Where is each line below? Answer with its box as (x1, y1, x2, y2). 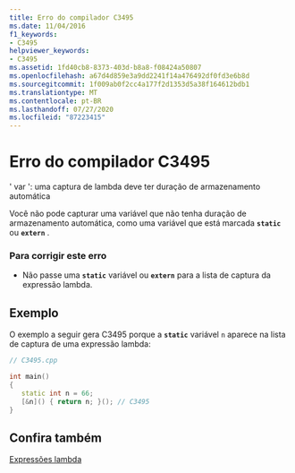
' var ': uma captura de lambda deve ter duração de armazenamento (9, 181, 261, 193)
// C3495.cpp (9, 356, 58, 365)
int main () (9, 373, 50, 382)
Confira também (9, 430, 103, 445)
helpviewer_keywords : (9, 47, 90, 56)
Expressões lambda (9, 454, 82, 465)
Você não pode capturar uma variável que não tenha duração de (9, 208, 248, 219)
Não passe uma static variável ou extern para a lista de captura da (21, 270, 271, 280)
